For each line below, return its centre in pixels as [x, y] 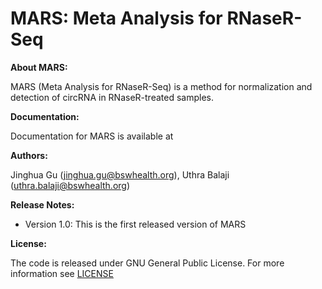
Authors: [29, 155]
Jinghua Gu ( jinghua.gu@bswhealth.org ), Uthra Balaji [120, 174]
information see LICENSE [62, 273]
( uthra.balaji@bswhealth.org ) [70, 185]
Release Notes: [42, 204]
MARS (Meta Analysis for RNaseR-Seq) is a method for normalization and [161, 86]
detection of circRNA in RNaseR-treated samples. [112, 97]
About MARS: [39, 67]
